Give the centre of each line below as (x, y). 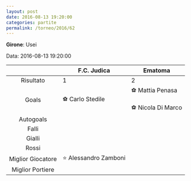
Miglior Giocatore (33, 159)
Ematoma (157, 71)
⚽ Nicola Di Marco (157, 108)
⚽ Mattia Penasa (154, 90)
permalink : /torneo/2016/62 (41, 28)
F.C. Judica (94, 71)
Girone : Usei (22, 45)
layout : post (22, 11)
